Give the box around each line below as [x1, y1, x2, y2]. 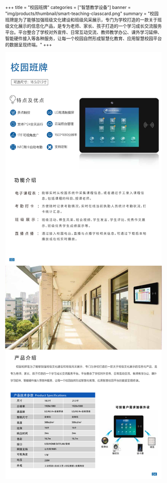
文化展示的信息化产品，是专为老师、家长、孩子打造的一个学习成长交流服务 [9, 23, 162, 29]
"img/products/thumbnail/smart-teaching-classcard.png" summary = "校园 [5, 10, 159, 16]
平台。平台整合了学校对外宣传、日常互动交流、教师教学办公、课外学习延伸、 [5, 29, 162, 35]
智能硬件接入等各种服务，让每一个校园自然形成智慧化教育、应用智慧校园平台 [5, 35, 162, 41]
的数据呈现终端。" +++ [5, 42, 52, 47]
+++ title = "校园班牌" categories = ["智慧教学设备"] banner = [5, 4, 131, 10]
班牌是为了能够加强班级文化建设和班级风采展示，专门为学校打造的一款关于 [5, 17, 158, 22]
